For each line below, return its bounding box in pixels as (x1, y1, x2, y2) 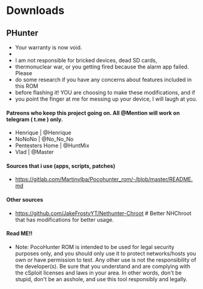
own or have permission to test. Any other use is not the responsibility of (15, 256, 197, 264)
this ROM (15, 82, 38, 90)
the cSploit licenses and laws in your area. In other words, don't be (15, 269, 182, 276)
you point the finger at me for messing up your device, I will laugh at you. (15, 95, 198, 102)
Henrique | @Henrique (15, 129, 72, 136)
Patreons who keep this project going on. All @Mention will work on (6, 109, 180, 116)
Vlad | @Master (15, 148, 55, 156)
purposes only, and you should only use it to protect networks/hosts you (15, 250, 196, 257)
